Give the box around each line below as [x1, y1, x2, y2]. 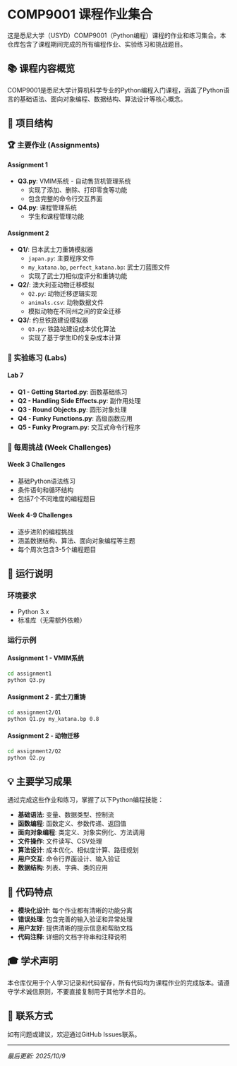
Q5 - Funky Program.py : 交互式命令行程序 [17, 423, 141, 431]
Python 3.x [17, 607, 49, 616]
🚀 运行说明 [7, 568, 53, 580]
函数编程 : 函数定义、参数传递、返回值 [17, 820, 127, 828]
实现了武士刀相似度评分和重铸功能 [28, 272, 128, 280]
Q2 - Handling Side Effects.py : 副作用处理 [17, 396, 141, 405]
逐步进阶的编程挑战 [17, 527, 74, 536]
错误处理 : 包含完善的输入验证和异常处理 [17, 915, 133, 923]
